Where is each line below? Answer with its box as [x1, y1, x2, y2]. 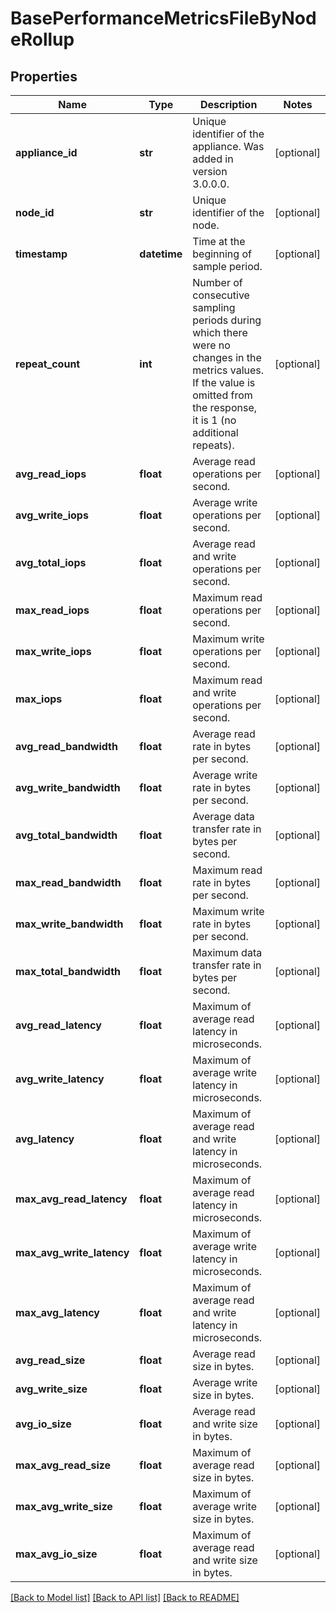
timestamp [15, 247, 68, 261]
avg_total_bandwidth [15, 828, 118, 842]
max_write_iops [15, 645, 92, 658]
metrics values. [192, 363, 265, 377]
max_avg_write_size [15, 1500, 113, 1513]
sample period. [192, 260, 263, 273]
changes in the [192, 351, 262, 364]
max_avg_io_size [15, 1547, 98, 1561]
